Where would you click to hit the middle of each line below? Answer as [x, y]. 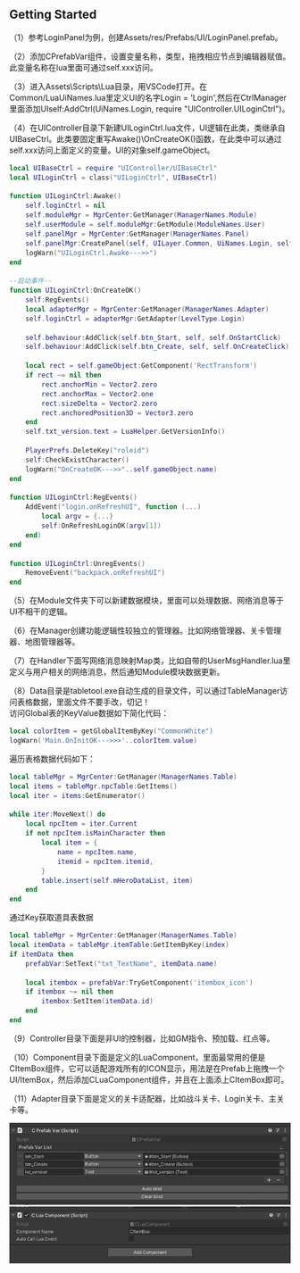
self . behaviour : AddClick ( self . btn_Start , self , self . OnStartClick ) [153, 337]
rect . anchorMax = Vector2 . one [97, 394]
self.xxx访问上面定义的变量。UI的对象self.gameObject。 [112, 150]
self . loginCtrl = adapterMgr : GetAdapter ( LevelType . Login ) [135, 319]
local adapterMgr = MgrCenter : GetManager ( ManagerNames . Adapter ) [147, 309]
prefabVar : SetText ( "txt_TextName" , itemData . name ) [121, 963]
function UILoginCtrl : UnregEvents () [77, 563]
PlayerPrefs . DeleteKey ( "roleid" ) [87, 451]
